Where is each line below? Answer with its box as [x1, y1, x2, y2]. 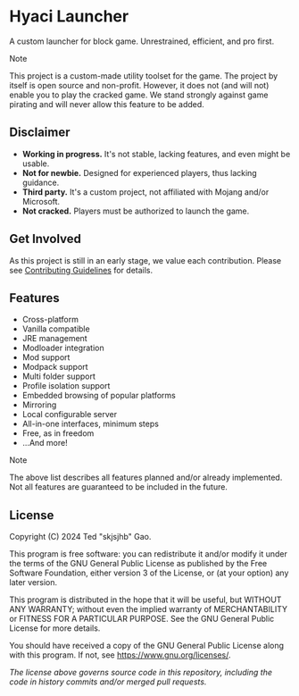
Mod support [21, 352, 71, 363]
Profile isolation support [21, 381, 111, 391]
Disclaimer [9, 125, 71, 140]
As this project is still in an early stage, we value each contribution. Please [9, 255, 282, 265]
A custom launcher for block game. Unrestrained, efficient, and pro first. [9, 36, 275, 46]
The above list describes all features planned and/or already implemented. [9, 472, 283, 483]
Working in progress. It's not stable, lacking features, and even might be [21, 148, 291, 159]
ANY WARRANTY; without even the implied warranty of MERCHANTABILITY [9, 604, 288, 615]
